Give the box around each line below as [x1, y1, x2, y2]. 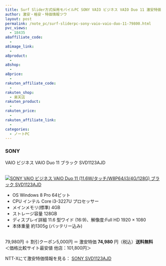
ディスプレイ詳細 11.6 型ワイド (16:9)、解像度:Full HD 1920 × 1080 [12, 217, 146, 222]
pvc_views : [5, 26, 28, 31]
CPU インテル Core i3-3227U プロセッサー [12, 198, 99, 204]
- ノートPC [9, 132, 30, 136]
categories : [5, 127, 30, 132]
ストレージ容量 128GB [12, 211, 57, 217]
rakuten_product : [5, 99, 41, 104]
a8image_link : [5, 44, 35, 49]
